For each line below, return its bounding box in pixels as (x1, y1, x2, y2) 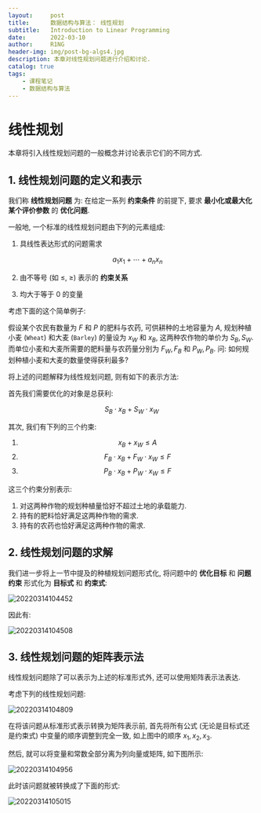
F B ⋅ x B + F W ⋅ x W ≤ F (103, 452, 171, 463)
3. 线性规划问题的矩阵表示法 (8, 650, 144, 664)
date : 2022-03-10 (8, 33, 86, 42)
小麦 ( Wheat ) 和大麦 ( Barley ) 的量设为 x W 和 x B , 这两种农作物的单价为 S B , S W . (8, 332, 254, 344)
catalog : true (8, 63, 55, 71)
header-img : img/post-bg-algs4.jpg (8, 48, 125, 56)
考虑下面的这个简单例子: (8, 306, 86, 315)
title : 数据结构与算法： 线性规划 (8, 19, 124, 27)
